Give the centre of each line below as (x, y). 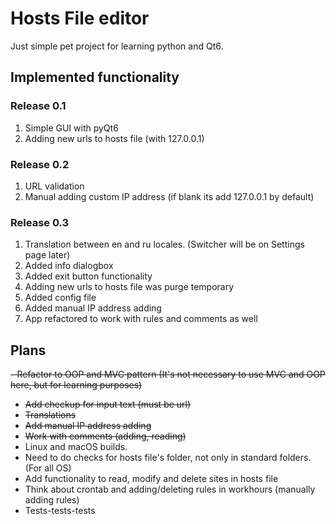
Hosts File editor (80, 18)
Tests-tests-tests (60, 511)
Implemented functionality (95, 77)
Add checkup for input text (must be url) (108, 404)
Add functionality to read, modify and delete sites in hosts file (151, 479)
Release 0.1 (38, 106)
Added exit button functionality (88, 276)
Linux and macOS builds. (76, 447)
